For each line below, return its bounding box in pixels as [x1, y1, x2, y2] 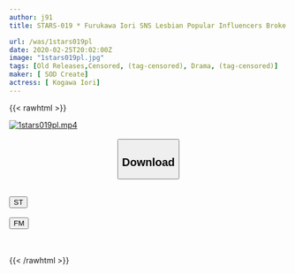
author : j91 [9, 12, 53, 22]
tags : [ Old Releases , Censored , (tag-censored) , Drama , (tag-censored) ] [9, 62, 278, 71]
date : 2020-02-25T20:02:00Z [9, 45, 113, 54]
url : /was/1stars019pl [9, 37, 93, 46]
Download [122, 156, 175, 169]
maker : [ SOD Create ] [9, 70, 89, 80]
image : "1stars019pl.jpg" [9, 54, 104, 63]
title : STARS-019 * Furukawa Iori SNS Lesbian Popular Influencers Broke [9, 21, 287, 30]
